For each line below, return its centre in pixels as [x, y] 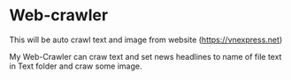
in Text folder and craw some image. [76, 66]
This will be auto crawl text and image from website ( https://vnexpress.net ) [146, 40]
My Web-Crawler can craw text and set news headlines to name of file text [145, 56]
